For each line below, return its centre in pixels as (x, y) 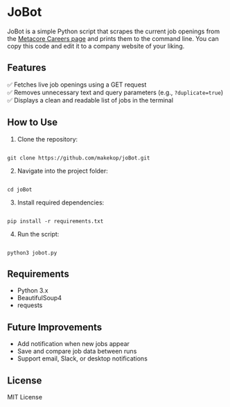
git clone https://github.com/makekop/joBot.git (79, 158)
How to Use (33, 122)
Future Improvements (55, 327)
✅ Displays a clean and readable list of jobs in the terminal (90, 100)
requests (30, 305)
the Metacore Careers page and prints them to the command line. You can (113, 38)
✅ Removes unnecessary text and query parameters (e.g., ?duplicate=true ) (115, 92)
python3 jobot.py (32, 253)
